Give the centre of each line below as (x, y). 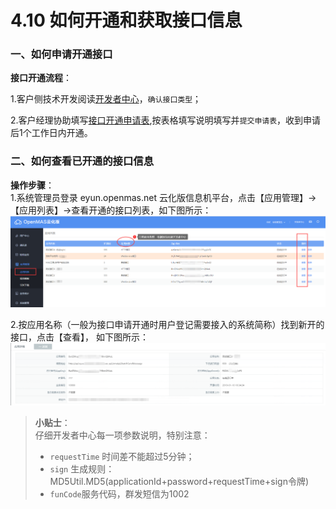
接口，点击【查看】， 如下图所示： (79, 337)
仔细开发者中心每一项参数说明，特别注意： (122, 435)
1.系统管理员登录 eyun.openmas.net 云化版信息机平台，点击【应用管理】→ (163, 197)
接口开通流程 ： (41, 78)
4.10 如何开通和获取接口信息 (126, 20)
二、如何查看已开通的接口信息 (82, 161)
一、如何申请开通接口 (61, 54)
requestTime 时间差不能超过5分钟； (122, 456)
